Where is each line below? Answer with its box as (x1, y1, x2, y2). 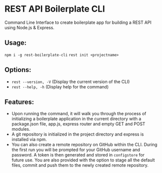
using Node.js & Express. (4, 24, 54, 30)
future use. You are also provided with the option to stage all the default (11, 157, 155, 163)
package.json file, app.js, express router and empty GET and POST (11, 121, 146, 127)
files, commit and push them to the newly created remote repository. (11, 162, 149, 168)
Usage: (4, 39, 27, 47)
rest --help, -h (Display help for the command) (11, 84, 109, 89)
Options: (4, 66, 32, 74)
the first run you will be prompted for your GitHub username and (11, 147, 140, 153)
